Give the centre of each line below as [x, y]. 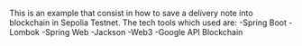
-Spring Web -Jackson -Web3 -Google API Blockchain [142, 32]
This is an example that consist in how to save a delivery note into [132, 13]
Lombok [25, 32]
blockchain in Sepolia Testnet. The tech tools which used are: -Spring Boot [148, 23]
